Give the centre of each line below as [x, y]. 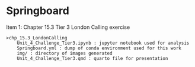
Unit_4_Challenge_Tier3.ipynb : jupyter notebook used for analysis [103, 43]
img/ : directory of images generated [65, 53]
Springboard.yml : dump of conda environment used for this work [99, 48]
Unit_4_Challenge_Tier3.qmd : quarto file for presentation [92, 58]
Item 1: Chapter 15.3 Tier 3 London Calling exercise [68, 27]
